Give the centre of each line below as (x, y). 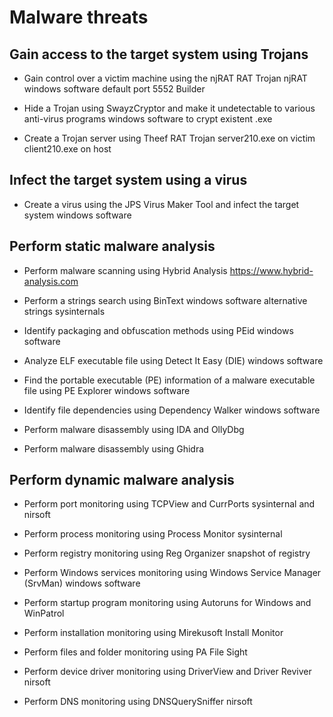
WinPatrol (44, 613)
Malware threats (79, 17)
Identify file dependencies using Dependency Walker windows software (172, 410)
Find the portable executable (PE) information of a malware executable (169, 380)
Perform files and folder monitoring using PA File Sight (135, 652)
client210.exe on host (67, 149)
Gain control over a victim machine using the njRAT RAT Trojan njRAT (165, 78)
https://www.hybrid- (271, 270)
